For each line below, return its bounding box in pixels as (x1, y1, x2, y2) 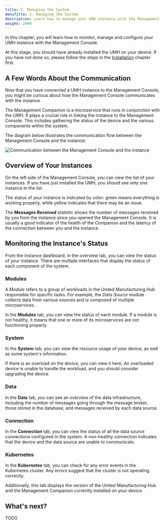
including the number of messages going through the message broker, (5, 400, 148, 406)
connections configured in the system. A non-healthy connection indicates (5, 433, 157, 439)
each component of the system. (5, 263, 70, 269)
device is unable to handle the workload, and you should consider (5, 366, 139, 372)
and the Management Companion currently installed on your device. (5, 488, 144, 493)
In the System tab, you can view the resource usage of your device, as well (5, 346, 159, 351)
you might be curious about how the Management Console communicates (5, 92, 156, 99)
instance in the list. (5, 185, 43, 191)
